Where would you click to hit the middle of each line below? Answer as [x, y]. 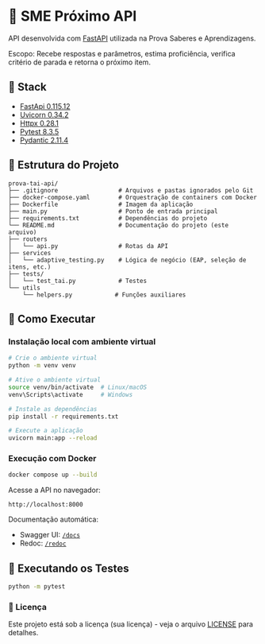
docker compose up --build [53, 475]
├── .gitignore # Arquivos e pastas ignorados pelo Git [131, 190]
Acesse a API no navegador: [54, 490]
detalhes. [23, 633]
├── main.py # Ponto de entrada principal [113, 211]
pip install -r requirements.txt [63, 417]
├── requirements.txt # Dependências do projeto [108, 218]
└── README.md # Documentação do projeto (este [118, 225]
